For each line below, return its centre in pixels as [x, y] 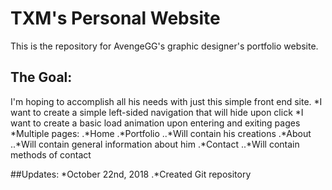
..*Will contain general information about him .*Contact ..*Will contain [155, 144]
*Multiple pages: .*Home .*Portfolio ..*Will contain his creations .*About [161, 133]
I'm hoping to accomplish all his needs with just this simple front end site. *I [166, 101]
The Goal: [41, 77]
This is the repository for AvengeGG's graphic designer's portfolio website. [164, 46]
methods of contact [51, 154]
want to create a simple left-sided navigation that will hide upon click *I [157, 112]
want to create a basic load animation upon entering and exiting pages [155, 123]
